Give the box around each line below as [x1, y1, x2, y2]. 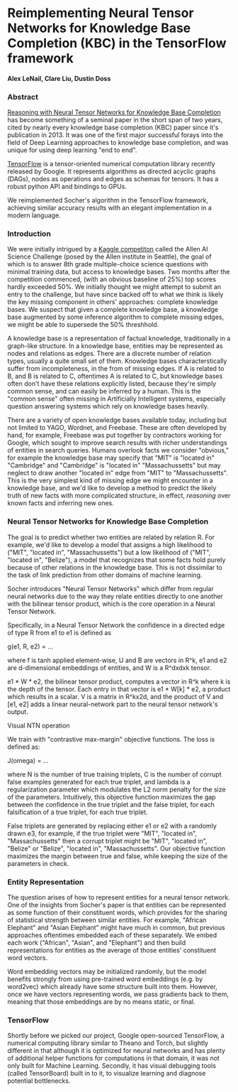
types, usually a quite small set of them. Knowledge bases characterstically [7, 357, 227, 365]
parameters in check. [7, 859, 69, 867]
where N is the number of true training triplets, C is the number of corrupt [7, 769, 222, 779]
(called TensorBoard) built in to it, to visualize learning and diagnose [7, 1069, 206, 1078]
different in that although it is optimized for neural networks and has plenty [7, 1047, 225, 1055]
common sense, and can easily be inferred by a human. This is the [7, 387, 201, 396]
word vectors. [7, 953, 48, 962]
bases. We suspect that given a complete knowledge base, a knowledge [7, 306, 218, 314]
